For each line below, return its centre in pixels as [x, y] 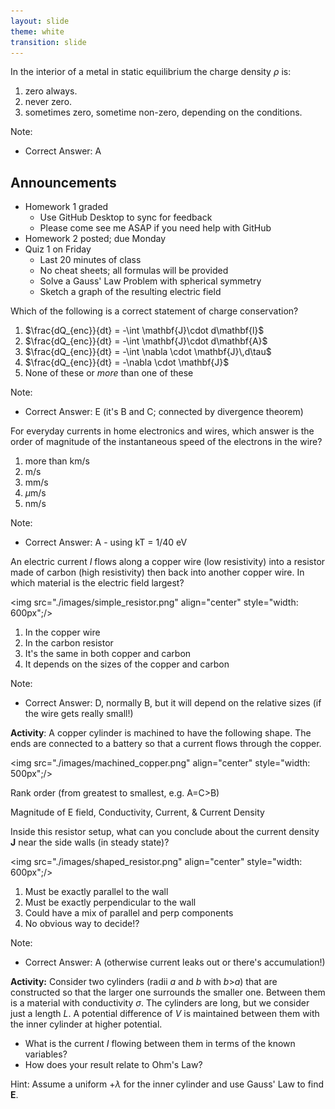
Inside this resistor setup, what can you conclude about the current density [165, 832]
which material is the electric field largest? [97, 583]
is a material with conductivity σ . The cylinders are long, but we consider [160, 1003]
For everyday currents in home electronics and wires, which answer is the [162, 431]
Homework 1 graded [66, 207]
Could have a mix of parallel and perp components [129, 913]
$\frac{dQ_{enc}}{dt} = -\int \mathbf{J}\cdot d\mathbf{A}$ [146, 341]
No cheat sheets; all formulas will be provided [134, 271]
